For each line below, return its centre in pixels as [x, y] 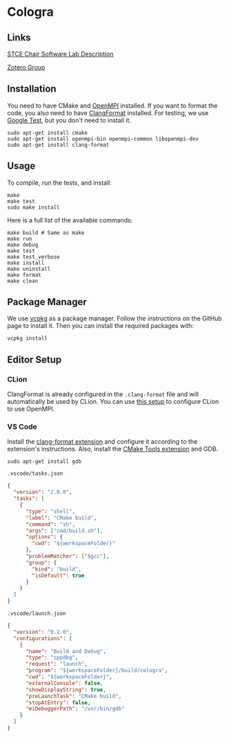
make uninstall [29, 269]
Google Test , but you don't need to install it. [69, 120]
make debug [23, 245]
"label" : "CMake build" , [61, 517]
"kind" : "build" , [57, 569]
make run [20, 238]
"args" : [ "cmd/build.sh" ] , [64, 531]
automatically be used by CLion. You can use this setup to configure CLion [113, 402]
